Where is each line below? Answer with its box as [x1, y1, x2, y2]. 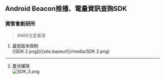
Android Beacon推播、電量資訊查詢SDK [5, 4, 127, 13]
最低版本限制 [12, 43, 38, 49]
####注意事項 [17, 32, 46, 38]
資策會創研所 [5, 20, 36, 27]
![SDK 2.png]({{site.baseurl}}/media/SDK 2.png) [12, 48, 110, 54]
